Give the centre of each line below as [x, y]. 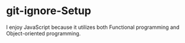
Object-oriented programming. [44, 33]
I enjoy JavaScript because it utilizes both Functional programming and [93, 27]
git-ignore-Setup [49, 11]
